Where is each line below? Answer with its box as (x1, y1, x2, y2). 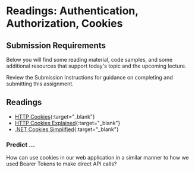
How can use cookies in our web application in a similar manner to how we (6, 154, 189, 161)
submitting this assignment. (6, 80, 74, 87)
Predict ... (6, 141, 36, 149)
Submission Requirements (6, 40, 106, 50)
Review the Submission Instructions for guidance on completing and (6, 74, 174, 81)
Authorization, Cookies (6, 17, 123, 30)
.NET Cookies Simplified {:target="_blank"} (14, 126, 119, 133)
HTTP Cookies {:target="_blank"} (14, 113, 95, 120)
